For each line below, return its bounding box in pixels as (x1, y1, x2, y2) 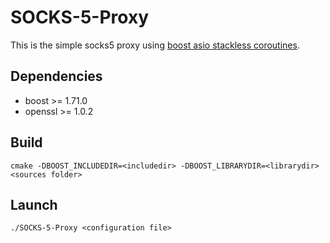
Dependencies (10, 68, 103, 85)
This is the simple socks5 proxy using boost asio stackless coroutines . (10, 39, 300, 51)
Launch (10, 196, 58, 213)
